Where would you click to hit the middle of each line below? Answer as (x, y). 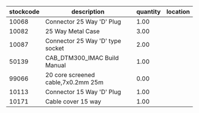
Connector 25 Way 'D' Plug (83, 22)
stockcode (24, 12)
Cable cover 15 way (73, 101)
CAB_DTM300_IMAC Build (82, 58)
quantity (148, 12)
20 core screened (70, 75)
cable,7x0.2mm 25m (74, 82)
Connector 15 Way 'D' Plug (83, 92)
